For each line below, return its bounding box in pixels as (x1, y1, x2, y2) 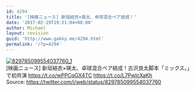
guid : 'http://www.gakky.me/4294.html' (6, 36, 104, 42)
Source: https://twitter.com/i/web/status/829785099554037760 (6, 78, 161, 85)
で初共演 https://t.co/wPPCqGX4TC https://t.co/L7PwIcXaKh (6, 72, 153, 79)
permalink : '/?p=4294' (6, 42, 62, 48)
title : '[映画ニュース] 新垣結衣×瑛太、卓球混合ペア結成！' (6, 14, 137, 20)
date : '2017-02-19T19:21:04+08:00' (6, 19, 94, 25)
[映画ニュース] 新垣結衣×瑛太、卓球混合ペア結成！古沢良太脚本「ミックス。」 (6, 64, 190, 71)
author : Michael (6, 25, 46, 31)
